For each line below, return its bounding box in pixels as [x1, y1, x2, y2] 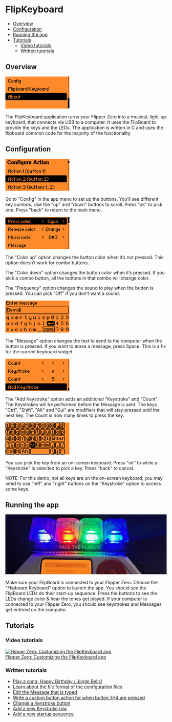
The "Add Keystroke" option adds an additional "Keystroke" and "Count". [5, 396, 159, 402]
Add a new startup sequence [12, 711, 74, 717]
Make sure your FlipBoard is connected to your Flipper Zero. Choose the [5, 580, 158, 585]
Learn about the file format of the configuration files [12, 684, 123, 690]
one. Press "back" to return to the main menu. [5, 206, 102, 213]
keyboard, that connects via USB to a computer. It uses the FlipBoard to [5, 119, 156, 125]
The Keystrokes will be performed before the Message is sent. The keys [5, 401, 157, 408]
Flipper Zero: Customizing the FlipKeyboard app [5, 654, 106, 660]
